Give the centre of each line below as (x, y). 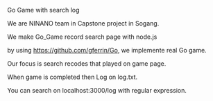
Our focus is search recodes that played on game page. (87, 64)
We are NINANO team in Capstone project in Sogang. (83, 23)
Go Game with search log (43, 10)
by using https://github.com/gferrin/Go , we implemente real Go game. (107, 50)
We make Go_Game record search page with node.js (82, 37)
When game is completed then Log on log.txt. (73, 77)
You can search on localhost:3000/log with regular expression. (97, 90)
